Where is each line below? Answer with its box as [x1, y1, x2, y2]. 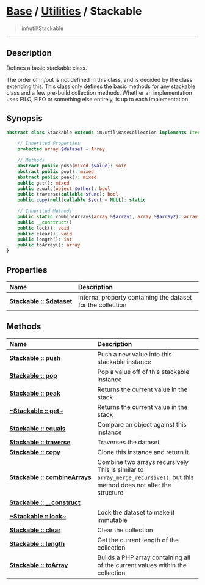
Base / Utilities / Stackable [6, 4, 142, 18]
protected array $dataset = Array [17, 146, 105, 152]
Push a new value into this [97, 350, 172, 358]
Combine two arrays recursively [97, 457, 189, 466]
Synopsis [6, 113, 43, 123]
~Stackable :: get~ [9, 407, 64, 415]
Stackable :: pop [9, 371, 57, 380]
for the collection [78, 301, 127, 309]
